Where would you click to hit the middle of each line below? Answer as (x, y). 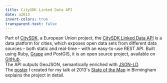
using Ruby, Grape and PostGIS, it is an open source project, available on (80, 54)
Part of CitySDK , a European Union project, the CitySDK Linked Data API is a (84, 38)
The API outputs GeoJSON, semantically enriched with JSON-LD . (72, 64)
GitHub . (13, 59)
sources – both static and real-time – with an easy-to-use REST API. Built (80, 48)
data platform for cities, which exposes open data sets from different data (81, 43)
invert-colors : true (27, 19)
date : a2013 (17, 14)
